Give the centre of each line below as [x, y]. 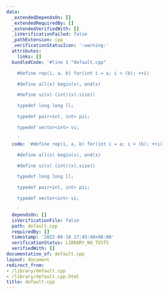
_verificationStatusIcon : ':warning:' [61, 46]
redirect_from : [25, 265]
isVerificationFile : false [45, 220]
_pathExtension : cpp [37, 40]
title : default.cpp [31, 282]
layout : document [28, 260]
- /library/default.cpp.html [43, 277]
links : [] [30, 57]
